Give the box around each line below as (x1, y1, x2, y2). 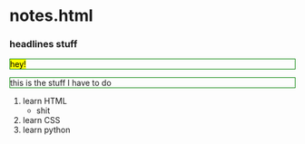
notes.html (9, 5, 93, 26)
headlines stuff (9, 38, 78, 51)
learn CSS (22, 115, 61, 126)
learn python (22, 124, 71, 136)
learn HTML (22, 96, 68, 107)
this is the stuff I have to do (10, 78, 112, 89)
